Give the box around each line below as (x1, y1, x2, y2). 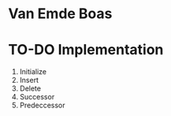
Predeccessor (19, 100, 65, 110)
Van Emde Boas (8, 5, 113, 23)
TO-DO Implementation (8, 41, 164, 59)
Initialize (19, 67, 47, 77)
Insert (19, 76, 39, 85)
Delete (19, 84, 42, 93)
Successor (19, 92, 55, 102)
